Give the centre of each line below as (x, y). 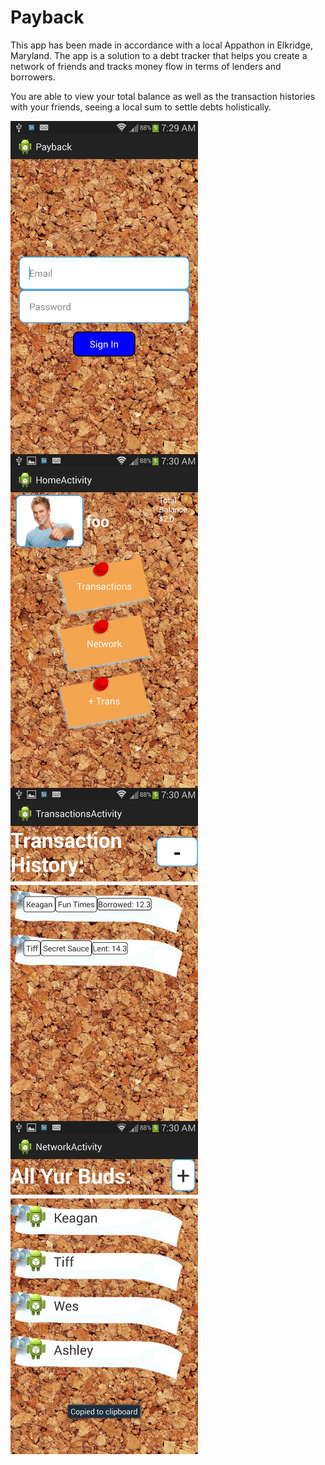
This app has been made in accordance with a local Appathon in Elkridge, (162, 45)
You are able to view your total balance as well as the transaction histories (163, 96)
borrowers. (33, 77)
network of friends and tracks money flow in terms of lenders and (146, 66)
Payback (47, 17)
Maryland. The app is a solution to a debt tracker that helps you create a (159, 55)
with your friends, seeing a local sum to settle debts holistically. (141, 107)
